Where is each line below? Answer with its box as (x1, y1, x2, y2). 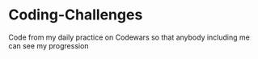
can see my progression (8, 40, 89, 50)
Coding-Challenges (8, 6, 143, 24)
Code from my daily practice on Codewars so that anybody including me (8, 32, 251, 42)
